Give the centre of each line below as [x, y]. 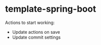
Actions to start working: [30, 22]
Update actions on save [36, 32]
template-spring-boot [51, 9]
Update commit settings [36, 37]
